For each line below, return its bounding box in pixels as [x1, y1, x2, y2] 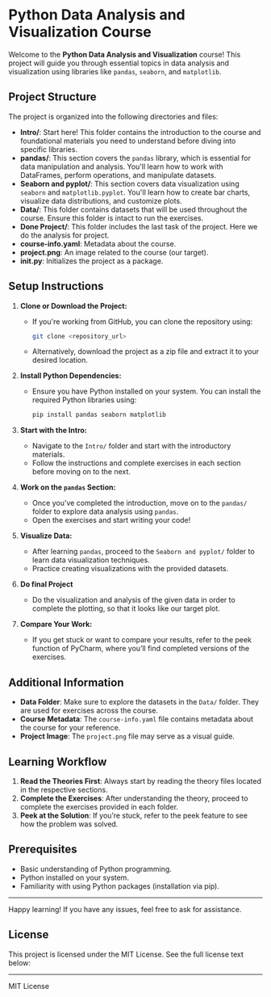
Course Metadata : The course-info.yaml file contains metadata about [19, 714, 254, 724]
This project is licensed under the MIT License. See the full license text [8, 949, 244, 959]
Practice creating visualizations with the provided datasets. [31, 564, 229, 574]
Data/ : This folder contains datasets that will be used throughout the [19, 204, 248, 214]
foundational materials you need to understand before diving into [19, 136, 236, 145]
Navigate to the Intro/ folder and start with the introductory [31, 441, 231, 451]
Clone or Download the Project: [19, 301, 127, 310]
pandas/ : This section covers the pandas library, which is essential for [19, 153, 252, 162]
